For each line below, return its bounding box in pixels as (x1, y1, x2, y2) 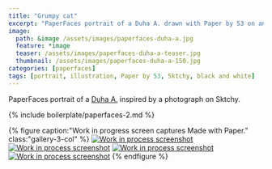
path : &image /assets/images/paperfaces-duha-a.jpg (15, 34, 194, 43)
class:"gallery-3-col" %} (8, 134, 90, 144)
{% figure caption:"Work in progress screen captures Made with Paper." (8, 125, 249, 135)
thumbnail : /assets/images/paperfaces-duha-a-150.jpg (15, 57, 201, 65)
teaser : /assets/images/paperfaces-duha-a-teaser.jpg (15, 49, 201, 57)
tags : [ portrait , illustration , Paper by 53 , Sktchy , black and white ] (8, 72, 255, 80)
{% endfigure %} (112, 151, 168, 161)
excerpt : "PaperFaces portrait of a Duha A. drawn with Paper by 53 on (8, 19, 255, 27)
